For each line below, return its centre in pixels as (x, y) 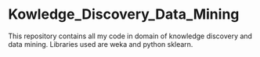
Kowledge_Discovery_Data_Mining (124, 14)
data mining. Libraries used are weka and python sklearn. (101, 44)
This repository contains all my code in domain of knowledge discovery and (130, 36)
